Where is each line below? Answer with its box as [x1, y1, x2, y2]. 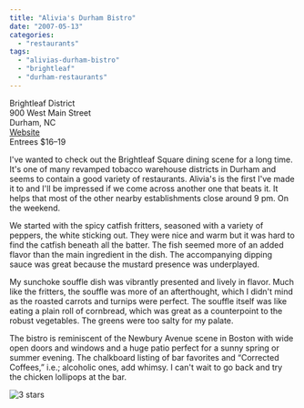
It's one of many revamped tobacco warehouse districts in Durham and [9, 163, 277, 174]
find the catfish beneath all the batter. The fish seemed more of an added [9, 239, 284, 250]
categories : [9, 30, 55, 39]
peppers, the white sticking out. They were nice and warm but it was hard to [9, 229, 296, 240]
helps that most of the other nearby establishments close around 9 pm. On [9, 192, 289, 203]
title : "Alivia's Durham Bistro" [9, 13, 137, 23]
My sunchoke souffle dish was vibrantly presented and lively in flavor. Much [9, 276, 294, 287]
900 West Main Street [9, 107, 92, 118]
